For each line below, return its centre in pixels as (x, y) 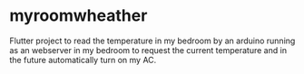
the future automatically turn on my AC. (83, 60)
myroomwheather (78, 16)
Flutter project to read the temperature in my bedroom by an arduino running (152, 41)
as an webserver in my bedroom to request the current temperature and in (148, 50)
